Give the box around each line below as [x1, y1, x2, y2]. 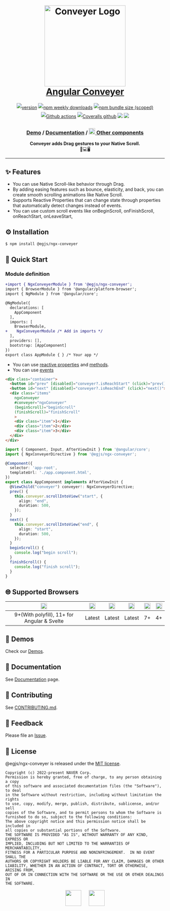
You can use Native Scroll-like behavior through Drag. [12, 181, 125, 187]
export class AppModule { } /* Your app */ [5, 352, 99, 357]
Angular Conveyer [46, 86, 124, 98]
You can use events [12, 367, 54, 373]
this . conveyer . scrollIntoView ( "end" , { [14, 522, 99, 527]
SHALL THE [5, 854, 26, 860]
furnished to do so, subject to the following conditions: [5, 815, 133, 820]
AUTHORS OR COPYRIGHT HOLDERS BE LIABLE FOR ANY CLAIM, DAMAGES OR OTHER [5, 859, 164, 864]
